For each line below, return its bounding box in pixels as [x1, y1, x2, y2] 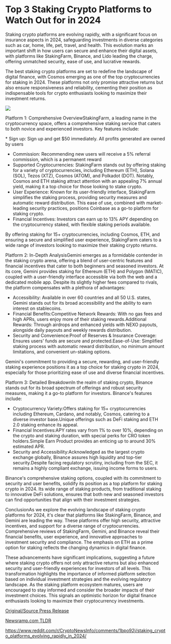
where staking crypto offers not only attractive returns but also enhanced [5, 560, 159, 566]
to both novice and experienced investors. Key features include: [5, 126, 139, 132]
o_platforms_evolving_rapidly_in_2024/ [5, 633, 87, 639]
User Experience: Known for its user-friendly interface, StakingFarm [12, 189, 156, 195]
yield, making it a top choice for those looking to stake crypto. [12, 183, 142, 189]
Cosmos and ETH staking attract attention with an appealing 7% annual [12, 178, 162, 184]
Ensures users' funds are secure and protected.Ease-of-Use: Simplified [12, 338, 163, 344]
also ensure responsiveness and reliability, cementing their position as [5, 84, 153, 90]
